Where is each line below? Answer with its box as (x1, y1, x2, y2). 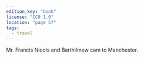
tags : (6, 25, 19, 31)
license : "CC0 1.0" (6, 14, 54, 20)
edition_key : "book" (6, 8, 57, 15)
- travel (11, 30, 33, 36)
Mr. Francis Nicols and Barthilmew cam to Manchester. (6, 46, 139, 53)
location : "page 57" (6, 19, 57, 25)
